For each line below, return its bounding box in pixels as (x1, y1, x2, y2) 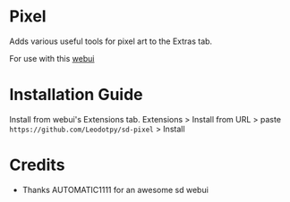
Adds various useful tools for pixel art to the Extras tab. (9, 36, 213, 46)
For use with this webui (9, 53, 95, 63)
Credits (9, 155, 65, 175)
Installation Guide (9, 85, 143, 105)
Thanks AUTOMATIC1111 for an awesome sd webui (21, 184, 209, 195)
